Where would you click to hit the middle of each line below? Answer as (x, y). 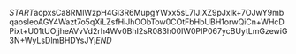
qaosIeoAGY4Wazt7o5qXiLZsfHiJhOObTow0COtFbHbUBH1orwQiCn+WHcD (147, 22)
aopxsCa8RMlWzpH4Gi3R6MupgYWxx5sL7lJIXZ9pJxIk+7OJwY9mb (159, 13)
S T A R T (22, 13)
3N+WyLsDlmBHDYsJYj (53, 40)
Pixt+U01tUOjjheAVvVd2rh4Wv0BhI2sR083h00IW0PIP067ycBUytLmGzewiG (148, 31)
